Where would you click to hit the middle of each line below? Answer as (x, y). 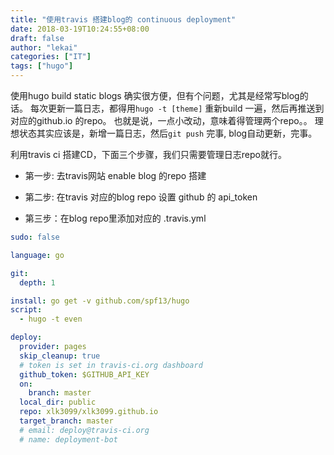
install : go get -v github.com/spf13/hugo (100, 301)
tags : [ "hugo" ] (42, 66)
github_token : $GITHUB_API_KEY (84, 374)
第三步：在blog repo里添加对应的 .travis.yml (115, 218)
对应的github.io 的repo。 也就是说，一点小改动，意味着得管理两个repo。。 (161, 120)
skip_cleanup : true (60, 356)
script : (26, 310)
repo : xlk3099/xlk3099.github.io (89, 412)
